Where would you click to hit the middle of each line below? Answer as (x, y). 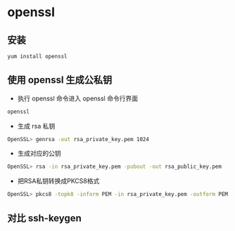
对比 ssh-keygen (45, 218)
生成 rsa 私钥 (36, 126)
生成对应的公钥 (39, 153)
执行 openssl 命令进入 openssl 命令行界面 (78, 98)
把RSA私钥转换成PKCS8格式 (58, 181)
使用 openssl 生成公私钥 (60, 80)
